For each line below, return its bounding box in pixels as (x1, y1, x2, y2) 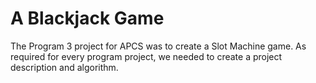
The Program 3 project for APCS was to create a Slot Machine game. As (10, 40, 307, 52)
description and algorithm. (10, 61, 119, 73)
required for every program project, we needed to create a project (10, 50, 283, 62)
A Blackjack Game (10, 7, 165, 30)
